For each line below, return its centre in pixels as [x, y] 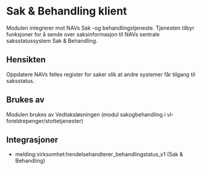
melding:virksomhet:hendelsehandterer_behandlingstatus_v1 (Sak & [99, 154]
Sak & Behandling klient [67, 11]
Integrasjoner [32, 139]
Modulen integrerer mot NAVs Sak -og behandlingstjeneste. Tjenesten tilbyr [101, 28]
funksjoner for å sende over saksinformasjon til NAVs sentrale [83, 34]
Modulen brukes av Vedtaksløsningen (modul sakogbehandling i [86, 114]
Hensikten [26, 60]
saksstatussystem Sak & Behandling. [52, 41]
